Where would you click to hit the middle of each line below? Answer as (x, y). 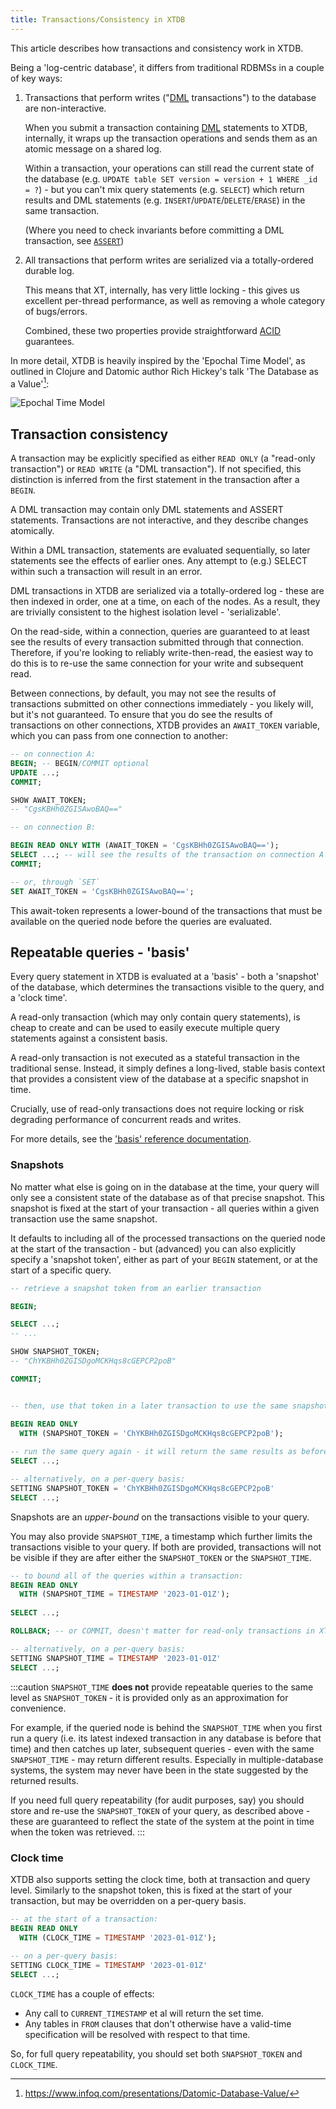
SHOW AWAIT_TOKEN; (48, 800)
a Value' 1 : (30, 383)
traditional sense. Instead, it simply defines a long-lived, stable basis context (168, 1068)
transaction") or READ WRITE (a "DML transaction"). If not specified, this (156, 469)
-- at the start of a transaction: (84, 1919)
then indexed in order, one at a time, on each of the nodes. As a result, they (165, 602)
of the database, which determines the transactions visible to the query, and (167, 987)
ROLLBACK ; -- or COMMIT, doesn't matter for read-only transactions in (162, 1631)
